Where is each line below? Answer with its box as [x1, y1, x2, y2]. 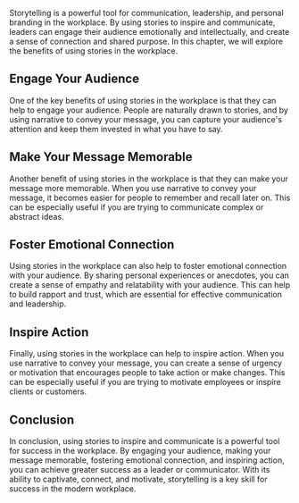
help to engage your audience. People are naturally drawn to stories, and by [9, 105, 288, 115]
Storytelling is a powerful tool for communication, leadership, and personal [9, 8, 284, 18]
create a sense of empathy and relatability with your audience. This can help [9, 280, 291, 290]
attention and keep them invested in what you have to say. [9, 123, 223, 134]
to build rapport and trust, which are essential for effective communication [9, 289, 283, 300]
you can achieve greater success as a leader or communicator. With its [9, 465, 270, 475]
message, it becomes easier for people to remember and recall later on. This [9, 192, 291, 203]
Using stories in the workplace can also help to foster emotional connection [9, 261, 287, 272]
